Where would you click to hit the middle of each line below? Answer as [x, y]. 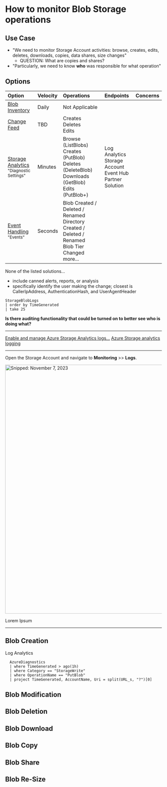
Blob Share [22, 762]
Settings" [17, 175]
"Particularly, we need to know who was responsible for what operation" [87, 66]
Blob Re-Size [26, 779]
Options [18, 81]
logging [13, 343]
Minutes [47, 167]
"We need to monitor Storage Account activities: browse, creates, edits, [85, 50]
